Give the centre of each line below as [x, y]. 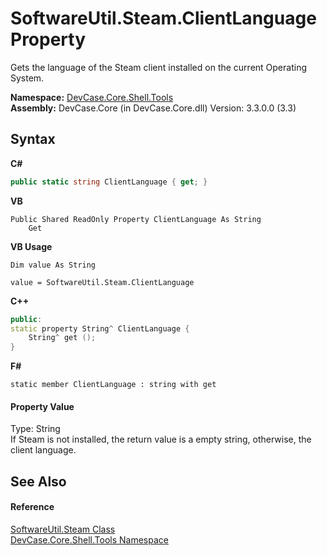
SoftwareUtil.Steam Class [63, 529]
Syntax [33, 139]
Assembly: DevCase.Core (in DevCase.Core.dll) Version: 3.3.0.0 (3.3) [153, 108]
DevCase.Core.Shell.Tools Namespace [89, 539]
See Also [38, 481]
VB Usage [31, 246]
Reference [32, 507]
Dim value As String [53, 265]
